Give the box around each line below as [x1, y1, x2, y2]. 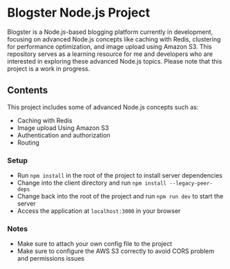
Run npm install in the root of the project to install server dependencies [17, 171, 223, 180]
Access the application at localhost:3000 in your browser [17, 207, 181, 215]
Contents [7, 84, 48, 96]
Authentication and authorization [17, 131, 111, 139]
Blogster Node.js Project [7, 5, 151, 21]
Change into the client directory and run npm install [17, 178, 167, 187]
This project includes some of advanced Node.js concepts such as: [7, 102, 199, 111]
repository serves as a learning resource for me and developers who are [7, 50, 213, 58]
